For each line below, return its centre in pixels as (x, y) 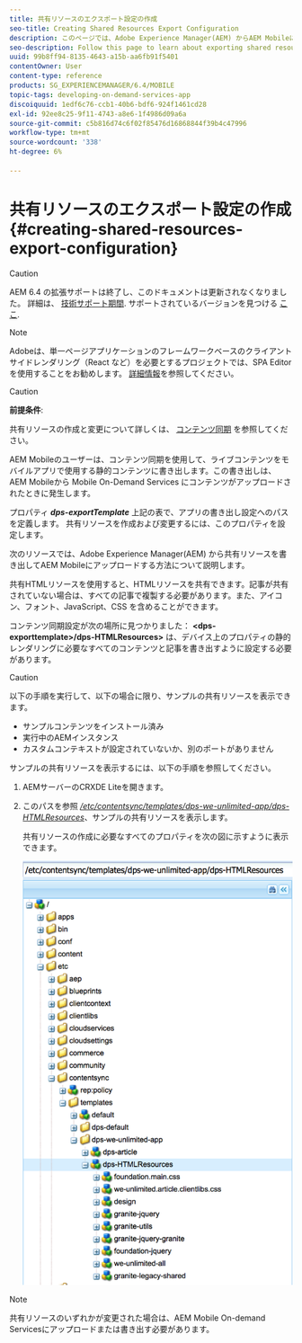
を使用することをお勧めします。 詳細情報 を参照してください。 (124, 373)
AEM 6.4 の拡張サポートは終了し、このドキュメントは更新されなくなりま (144, 291)
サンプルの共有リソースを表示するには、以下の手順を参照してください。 (143, 768)
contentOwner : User (46, 67)
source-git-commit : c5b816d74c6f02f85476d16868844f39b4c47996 (128, 123)
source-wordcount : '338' (56, 142)
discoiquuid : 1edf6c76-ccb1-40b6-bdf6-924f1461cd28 (108, 104)
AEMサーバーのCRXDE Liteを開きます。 (95, 787)
